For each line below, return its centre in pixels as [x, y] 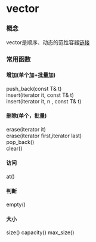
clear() [14, 148]
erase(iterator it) [26, 129]
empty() [16, 204]
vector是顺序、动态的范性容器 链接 [48, 42]
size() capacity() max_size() [40, 232]
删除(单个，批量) [27, 116]
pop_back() [20, 142]
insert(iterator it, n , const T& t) [44, 101]
